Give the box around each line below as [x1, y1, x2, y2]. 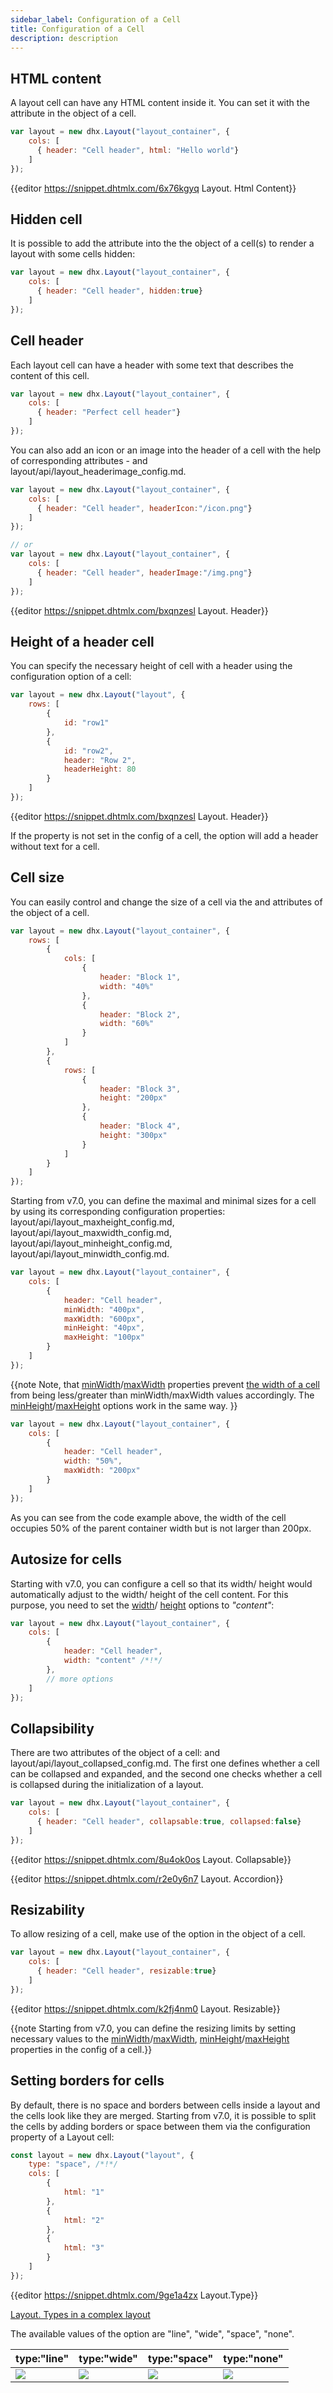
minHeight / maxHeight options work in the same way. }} [10, 1399, 238, 1411]
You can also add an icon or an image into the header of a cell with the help [10, 444, 322, 456]
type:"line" [15, 2351, 70, 2365]
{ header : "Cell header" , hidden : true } [36, 286, 203, 296]
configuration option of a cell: [10, 671, 132, 683]
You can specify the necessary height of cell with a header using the [10, 660, 293, 672]
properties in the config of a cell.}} [10, 2043, 153, 2055]
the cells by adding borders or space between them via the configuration [10, 2120, 311, 2132]
